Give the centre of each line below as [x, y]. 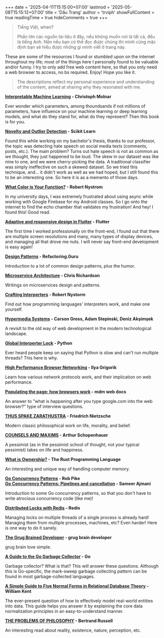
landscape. [16, 334]
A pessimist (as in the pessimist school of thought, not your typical [72, 444]
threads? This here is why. [32, 358]
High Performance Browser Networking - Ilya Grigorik [61, 367]
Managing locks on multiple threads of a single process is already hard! [77, 517]
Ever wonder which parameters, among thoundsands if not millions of [75, 106]
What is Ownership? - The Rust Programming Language [63, 459]
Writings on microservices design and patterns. [53, 285]
